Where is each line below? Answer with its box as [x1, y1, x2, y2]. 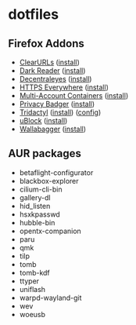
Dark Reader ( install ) [19, 66, 86, 75]
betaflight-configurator [19, 167, 94, 177]
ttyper [19, 276, 40, 286]
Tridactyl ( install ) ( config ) [19, 108, 102, 117]
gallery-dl [19, 192, 51, 202]
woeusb [19, 309, 45, 319]
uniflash [19, 284, 45, 294]
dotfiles [8, 5, 59, 24]
